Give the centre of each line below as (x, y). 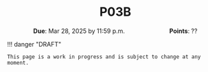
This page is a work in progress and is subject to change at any (104, 57)
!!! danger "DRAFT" (34, 44)
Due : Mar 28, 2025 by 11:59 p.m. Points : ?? (115, 31)
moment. (18, 62)
